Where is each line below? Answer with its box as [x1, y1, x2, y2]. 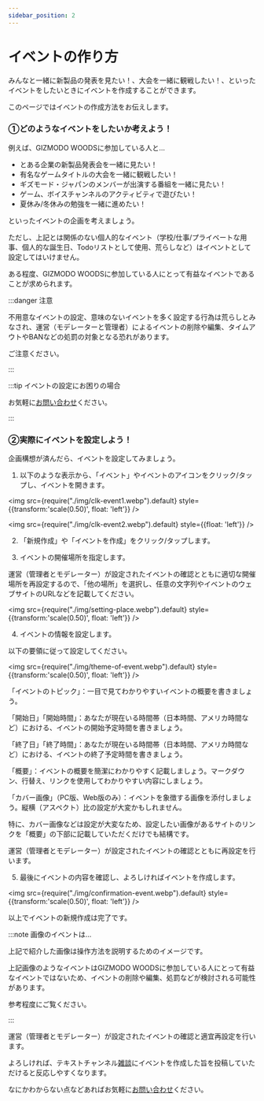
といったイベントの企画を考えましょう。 [8, 216, 139, 225]
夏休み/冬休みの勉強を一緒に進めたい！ [19, 198, 147, 209]
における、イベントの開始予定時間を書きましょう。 [21, 723, 187, 732]
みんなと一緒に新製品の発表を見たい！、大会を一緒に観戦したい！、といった [8, 76, 256, 85]
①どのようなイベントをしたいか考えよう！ [8, 124, 173, 135]
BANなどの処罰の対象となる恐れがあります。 [28, 332, 174, 341]
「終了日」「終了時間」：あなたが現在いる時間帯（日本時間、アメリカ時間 [8, 740, 242, 749]
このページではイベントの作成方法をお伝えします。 [8, 102, 173, 111]
